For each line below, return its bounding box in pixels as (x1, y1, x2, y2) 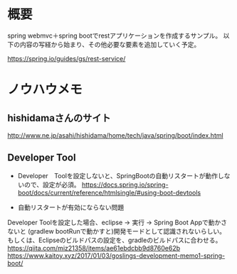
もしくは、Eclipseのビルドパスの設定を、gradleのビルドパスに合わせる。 (7, 236, 222, 244)
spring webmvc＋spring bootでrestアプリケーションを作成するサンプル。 (7, 31, 222, 40)
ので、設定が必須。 (23, 180, 80, 189)
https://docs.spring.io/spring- (81, 180, 169, 189)
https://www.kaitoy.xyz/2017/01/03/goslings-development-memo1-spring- (7, 251, 226, 260)
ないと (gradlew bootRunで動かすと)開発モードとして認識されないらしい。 (7, 226, 226, 235)
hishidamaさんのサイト (7, 111, 112, 124)
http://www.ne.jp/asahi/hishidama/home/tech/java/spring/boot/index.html (7, 131, 223, 139)
